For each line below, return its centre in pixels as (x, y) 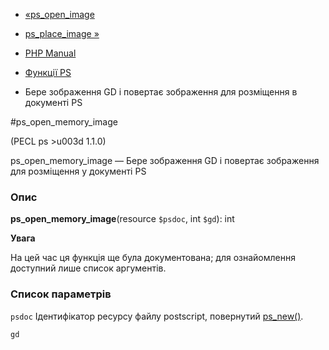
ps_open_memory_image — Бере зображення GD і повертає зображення (165, 160)
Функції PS (48, 72)
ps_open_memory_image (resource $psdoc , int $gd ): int (122, 219)
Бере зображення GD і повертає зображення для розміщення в (161, 92)
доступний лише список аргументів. (88, 268)
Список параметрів (61, 294)
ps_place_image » (62, 33)
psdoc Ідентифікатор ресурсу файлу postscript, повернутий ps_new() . (157, 316)
